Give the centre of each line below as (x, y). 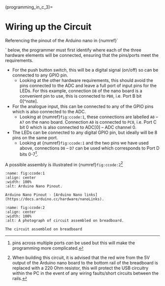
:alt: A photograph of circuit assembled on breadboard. (65, 221)
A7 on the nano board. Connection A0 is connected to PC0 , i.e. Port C (88, 122)
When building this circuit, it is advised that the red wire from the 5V (81, 258)
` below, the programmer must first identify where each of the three (73, 50)
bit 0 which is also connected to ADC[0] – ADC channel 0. (78, 127)
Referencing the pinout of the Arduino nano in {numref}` (62, 40)
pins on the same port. (35, 137)
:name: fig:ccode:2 (25, 208)
